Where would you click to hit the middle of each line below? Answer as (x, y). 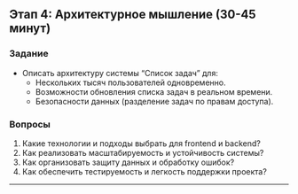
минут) (30, 29)
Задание (29, 54)
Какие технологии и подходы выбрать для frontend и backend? (141, 143)
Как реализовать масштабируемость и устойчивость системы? (143, 152)
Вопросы (30, 124)
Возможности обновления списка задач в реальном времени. (154, 91)
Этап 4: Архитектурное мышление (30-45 (133, 15)
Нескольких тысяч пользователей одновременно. (130, 82)
